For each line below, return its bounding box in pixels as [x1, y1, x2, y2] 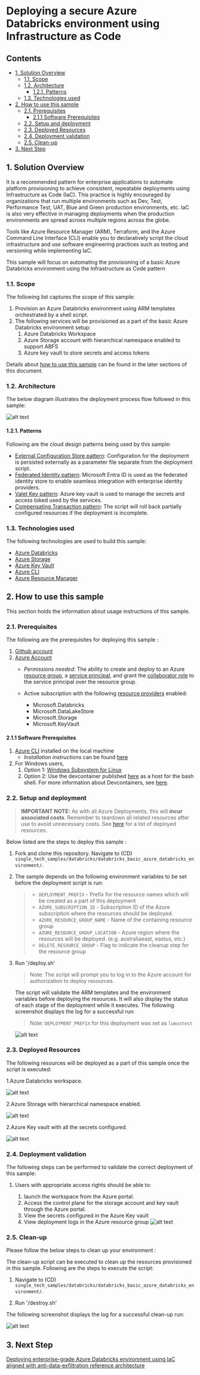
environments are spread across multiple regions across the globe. [6, 216, 171, 223]
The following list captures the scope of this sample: [6, 294, 135, 301]
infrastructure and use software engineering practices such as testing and [6, 241, 189, 248]
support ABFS [23, 343, 59, 350]
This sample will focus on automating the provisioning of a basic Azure [6, 258, 180, 266]
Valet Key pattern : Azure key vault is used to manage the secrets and [14, 490, 185, 497]
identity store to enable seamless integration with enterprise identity [14, 477, 183, 485]
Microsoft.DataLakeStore [32, 708, 94, 715]
